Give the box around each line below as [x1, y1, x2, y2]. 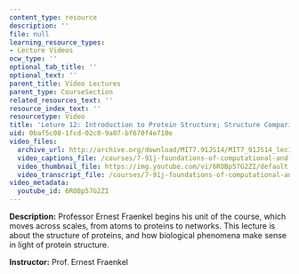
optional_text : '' [9, 71, 77, 80]
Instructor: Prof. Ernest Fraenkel [9, 257, 129, 267]
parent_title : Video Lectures [9, 79, 122, 88]
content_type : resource [9, 12, 98, 22]
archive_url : [17, 145, 66, 154]
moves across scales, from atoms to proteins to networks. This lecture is [9, 221, 276, 231]
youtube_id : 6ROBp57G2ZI [17, 187, 109, 196]
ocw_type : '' [9, 54, 58, 63]
